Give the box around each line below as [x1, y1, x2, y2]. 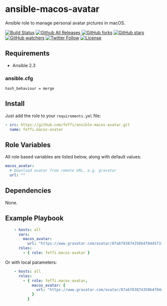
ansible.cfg [5, 75, 33, 81]
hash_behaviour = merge [5, 86, 55, 91]
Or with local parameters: [5, 259, 57, 265]
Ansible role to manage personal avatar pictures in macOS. [5, 20, 126, 26]
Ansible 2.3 [12, 62, 36, 68]
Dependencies [5, 186, 51, 195]
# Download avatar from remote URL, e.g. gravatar [9, 168, 117, 173]
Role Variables [5, 141, 51, 149]
